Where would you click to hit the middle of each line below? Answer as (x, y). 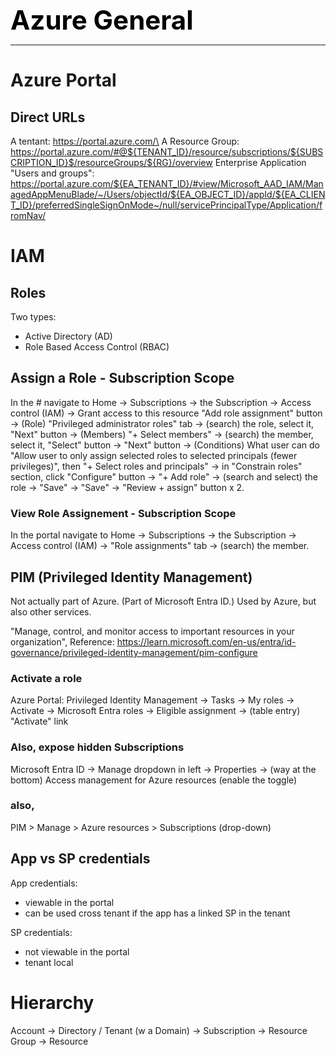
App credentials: (44, 883)
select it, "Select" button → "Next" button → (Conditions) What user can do (165, 445)
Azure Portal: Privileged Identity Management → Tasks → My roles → (152, 700)
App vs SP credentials (80, 859)
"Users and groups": (52, 173)
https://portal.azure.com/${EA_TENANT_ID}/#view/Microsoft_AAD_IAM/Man (167, 183)
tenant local (49, 962)
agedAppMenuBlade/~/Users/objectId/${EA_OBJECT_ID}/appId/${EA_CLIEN (168, 194)
